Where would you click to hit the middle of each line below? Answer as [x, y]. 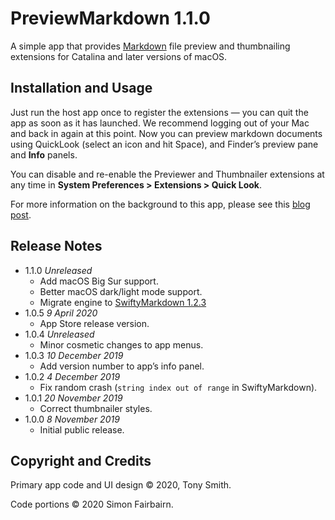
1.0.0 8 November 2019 [72, 419]
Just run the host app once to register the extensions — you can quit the [159, 112]
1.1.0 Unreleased [58, 270]
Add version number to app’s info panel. [122, 366]
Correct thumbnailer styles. [96, 408]
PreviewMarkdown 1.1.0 [110, 18]
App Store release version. [94, 323]
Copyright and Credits [81, 460]
